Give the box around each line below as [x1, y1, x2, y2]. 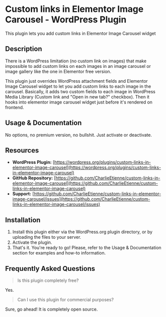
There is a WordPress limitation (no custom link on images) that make [5, 58, 147, 64]
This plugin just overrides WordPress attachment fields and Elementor [5, 78, 148, 84]
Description [5, 45, 42, 53]
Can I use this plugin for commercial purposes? [17, 297, 114, 303]
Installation [5, 215, 41, 224]
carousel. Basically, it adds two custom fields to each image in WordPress [5, 88, 156, 95]
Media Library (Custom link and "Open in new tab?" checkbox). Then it [5, 94, 150, 100]
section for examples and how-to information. [12, 250, 106, 256]
